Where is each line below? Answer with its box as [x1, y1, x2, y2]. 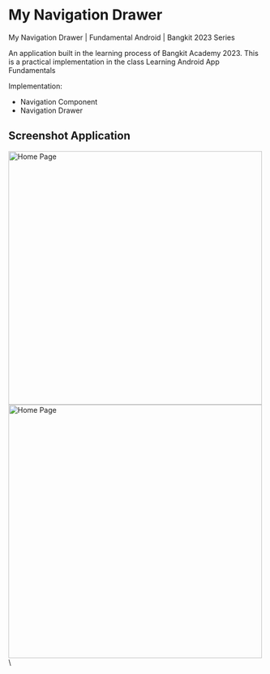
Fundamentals [8, 65, 56, 75]
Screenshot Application [8, 129, 131, 143]
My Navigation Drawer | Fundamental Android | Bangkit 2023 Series [8, 32, 235, 42]
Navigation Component [19, 97, 98, 106]
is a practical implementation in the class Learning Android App [8, 57, 221, 67]
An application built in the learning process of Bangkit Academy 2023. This [8, 48, 259, 58]
